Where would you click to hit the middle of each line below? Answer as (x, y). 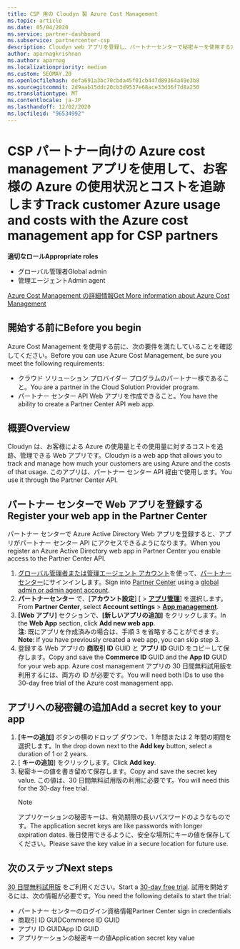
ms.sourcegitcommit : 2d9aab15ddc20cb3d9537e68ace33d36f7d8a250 (104, 87)
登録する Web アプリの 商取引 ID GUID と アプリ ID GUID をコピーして (120, 648)
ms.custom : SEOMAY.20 (40, 74)
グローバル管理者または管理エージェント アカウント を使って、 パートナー (125, 573)
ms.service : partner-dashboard (54, 34)
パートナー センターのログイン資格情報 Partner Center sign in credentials (124, 910)
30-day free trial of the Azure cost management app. (95, 683)
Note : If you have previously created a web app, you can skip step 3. (119, 640)
